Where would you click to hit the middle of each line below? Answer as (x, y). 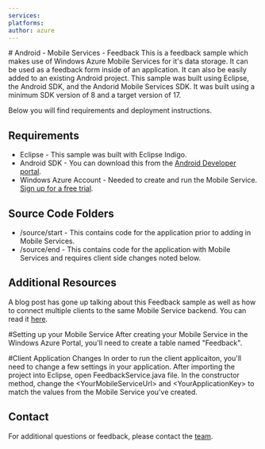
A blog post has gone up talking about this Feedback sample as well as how (132, 302)
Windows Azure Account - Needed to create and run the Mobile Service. (138, 180)
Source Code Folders (61, 213)
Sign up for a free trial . (56, 188)
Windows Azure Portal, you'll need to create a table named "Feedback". (125, 343)
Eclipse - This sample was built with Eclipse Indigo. (103, 155)
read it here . (28, 319)
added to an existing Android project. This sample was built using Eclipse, (129, 78)
